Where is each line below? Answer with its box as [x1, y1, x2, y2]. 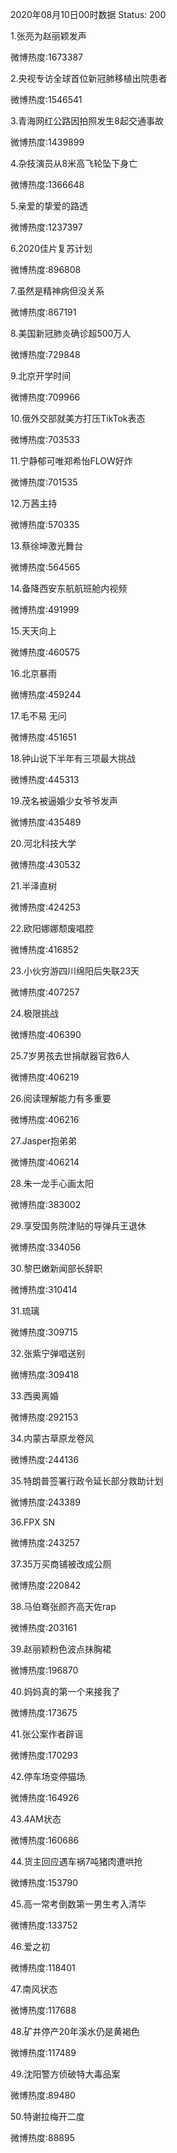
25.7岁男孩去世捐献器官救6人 [10, 1050, 130, 1062]
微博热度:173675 [10, 1707, 78, 1718]
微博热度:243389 [10, 1496, 82, 1508]
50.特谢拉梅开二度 [10, 2111, 85, 2122]
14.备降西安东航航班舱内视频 [10, 583, 128, 594]
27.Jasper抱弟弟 [10, 1135, 77, 1147]
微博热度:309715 [10, 1326, 78, 1338]
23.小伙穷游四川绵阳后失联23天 [10, 965, 140, 977]
